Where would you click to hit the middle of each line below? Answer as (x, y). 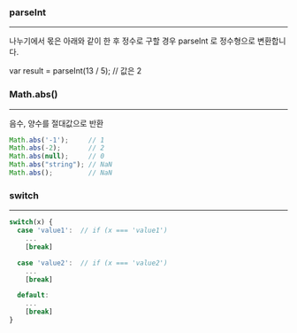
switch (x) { (31, 222)
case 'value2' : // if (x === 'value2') (92, 263)
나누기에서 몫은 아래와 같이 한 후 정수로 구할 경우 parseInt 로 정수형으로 (133, 41)
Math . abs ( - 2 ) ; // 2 (57, 148)
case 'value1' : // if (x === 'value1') (92, 231)
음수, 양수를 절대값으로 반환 (57, 123)
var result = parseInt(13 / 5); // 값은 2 (76, 71)
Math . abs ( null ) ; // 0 (57, 157)
